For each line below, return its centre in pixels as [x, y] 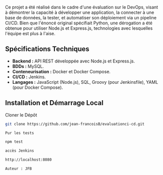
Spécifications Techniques [47, 49]
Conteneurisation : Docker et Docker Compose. [61, 71]
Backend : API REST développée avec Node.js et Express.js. [73, 61]
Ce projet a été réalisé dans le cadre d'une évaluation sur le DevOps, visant [81, 7]
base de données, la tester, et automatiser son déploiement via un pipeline [81, 18]
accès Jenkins [20, 151]
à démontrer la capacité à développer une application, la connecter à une [80, 12]
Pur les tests [20, 133]
